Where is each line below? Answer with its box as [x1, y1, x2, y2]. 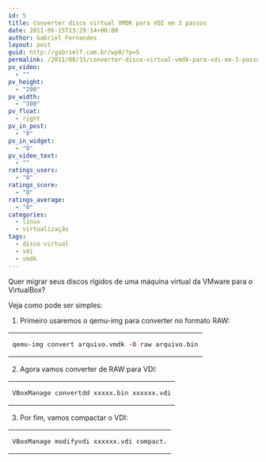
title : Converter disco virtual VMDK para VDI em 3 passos [8, 19, 207, 27]
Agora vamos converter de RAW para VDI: [19, 364, 158, 373]
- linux [15, 218, 41, 226]
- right [15, 115, 41, 123]
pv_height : [8, 78, 44, 86]
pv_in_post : [8, 122, 47, 130]
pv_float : [8, 108, 41, 116]
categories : [8, 211, 47, 219]
